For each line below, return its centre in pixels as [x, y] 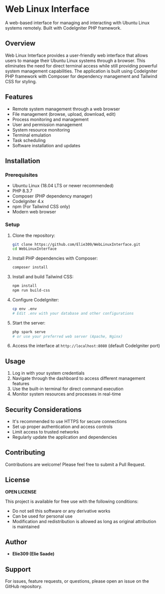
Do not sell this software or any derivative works [61, 511]
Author [16, 542]
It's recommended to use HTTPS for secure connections [69, 422]
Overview [20, 44]
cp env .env [24, 309]
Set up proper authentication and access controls [63, 427]
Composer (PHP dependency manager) [52, 196]
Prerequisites [21, 175]
